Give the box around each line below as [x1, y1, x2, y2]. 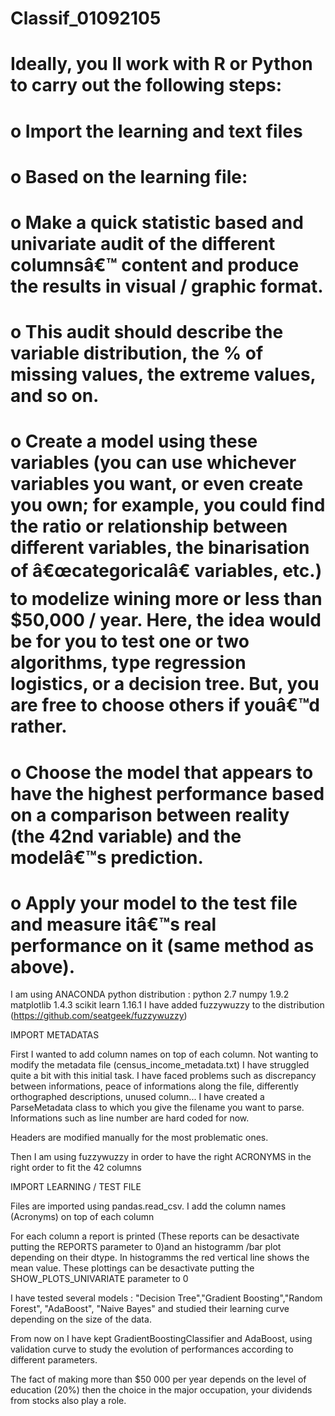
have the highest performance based [10, 782, 325, 805]
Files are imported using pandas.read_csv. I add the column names [10, 1200, 287, 1212]
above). [10, 955, 76, 978]
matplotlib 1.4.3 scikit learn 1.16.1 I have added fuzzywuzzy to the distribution [10, 999, 325, 1011]
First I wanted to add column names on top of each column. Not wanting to [10, 1048, 319, 1061]
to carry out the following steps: [10, 74, 283, 97]
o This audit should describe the [10, 321, 284, 344]
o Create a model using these [10, 430, 258, 453]
